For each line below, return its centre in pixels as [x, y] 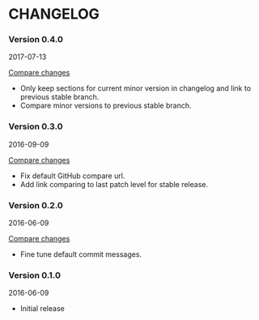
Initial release [42, 309]
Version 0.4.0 [36, 40]
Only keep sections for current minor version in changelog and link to [136, 88]
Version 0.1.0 [34, 275]
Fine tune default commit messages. [81, 254]
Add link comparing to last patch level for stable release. [114, 184]
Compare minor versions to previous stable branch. [106, 105]
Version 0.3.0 [36, 126]
